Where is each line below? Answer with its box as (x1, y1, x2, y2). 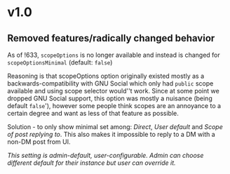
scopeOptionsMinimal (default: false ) (7, 58, 113, 67)
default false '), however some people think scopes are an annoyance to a (7, 102, 222, 109)
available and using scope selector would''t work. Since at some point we (7, 87, 219, 95)
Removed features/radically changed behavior (7, 32, 215, 44)
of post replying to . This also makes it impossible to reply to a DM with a (7, 130, 215, 138)
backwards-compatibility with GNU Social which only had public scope (7, 79, 214, 88)
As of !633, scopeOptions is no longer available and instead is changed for (7, 51, 221, 59)
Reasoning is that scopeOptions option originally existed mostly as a (7, 72, 205, 80)
